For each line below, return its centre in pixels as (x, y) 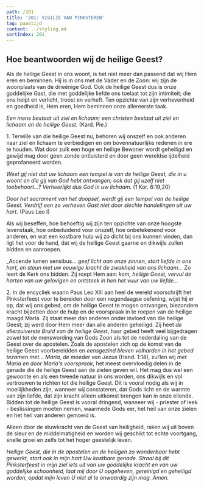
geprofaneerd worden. (34, 162)
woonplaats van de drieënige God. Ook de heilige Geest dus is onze (91, 86)
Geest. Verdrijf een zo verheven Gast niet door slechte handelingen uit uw (99, 205)
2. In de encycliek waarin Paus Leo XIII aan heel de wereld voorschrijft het (99, 292)
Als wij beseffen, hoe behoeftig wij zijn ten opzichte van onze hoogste (94, 223)
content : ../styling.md (37, 29)
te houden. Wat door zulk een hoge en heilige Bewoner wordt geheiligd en (100, 149)
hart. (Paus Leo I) (28, 211)
